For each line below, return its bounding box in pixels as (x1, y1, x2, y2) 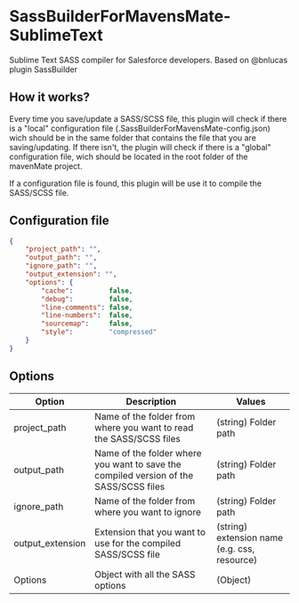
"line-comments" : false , (41, 302, 133, 312)
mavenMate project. (9, 160, 83, 171)
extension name (216, 531, 283, 543)
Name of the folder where (94, 446, 202, 459)
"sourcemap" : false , (41, 319, 133, 328)
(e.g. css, (216, 543, 255, 555)
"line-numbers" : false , (41, 311, 133, 320)
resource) (216, 553, 258, 566)
